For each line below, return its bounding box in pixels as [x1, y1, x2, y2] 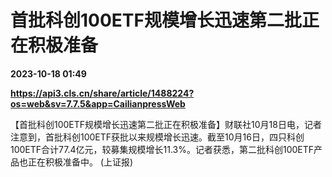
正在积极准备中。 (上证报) [27, 156, 134, 168]
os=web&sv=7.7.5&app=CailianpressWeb [10, 97, 186, 110]
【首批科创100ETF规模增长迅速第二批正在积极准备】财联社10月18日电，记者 [10, 118, 322, 130]
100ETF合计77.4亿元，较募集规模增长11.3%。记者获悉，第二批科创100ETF [10, 143, 315, 155]
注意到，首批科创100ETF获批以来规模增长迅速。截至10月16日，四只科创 [10, 131, 305, 143]
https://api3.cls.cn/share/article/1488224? [10, 87, 195, 99]
